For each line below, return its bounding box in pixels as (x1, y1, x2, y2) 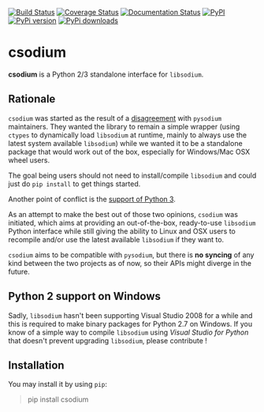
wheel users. (8, 155, 50, 165)
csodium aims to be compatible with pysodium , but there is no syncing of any (8, 249, 255, 260)
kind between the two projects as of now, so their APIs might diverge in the (8, 258, 252, 268)
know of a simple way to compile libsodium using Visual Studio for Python (8, 328, 249, 337)
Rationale (8, 92, 56, 106)
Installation (8, 358, 65, 372)
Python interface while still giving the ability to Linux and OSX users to (8, 226, 236, 236)
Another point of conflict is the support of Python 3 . (8, 194, 176, 204)
